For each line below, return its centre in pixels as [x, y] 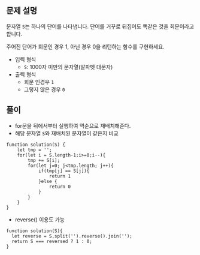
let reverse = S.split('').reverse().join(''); [72, 236]
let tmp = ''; [34, 150]
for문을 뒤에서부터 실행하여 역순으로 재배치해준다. [73, 125]
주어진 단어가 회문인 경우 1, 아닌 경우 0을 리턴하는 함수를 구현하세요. [85, 46]
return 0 [60, 187]
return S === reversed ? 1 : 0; [52, 241]
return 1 [60, 176]
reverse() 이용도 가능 [40, 219]
